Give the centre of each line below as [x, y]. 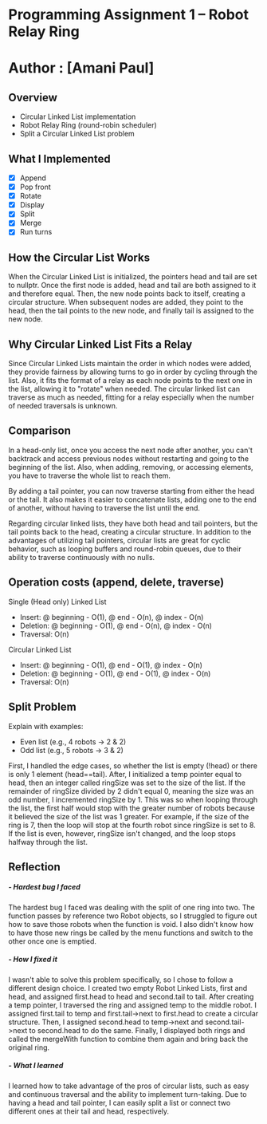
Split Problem [43, 707]
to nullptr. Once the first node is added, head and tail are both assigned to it [132, 286]
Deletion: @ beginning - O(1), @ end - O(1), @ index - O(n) [115, 673]
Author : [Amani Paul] [81, 68]
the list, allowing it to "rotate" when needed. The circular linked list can [124, 389]
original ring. [29, 1047]
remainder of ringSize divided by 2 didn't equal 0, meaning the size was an [131, 791]
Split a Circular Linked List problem [77, 134]
